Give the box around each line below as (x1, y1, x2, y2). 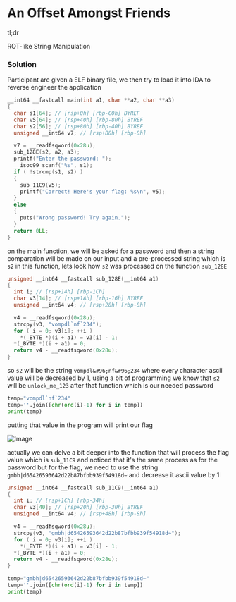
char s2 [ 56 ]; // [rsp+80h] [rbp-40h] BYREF (13, 123, 143, 130)
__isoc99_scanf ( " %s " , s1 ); (13, 162, 93, 169)
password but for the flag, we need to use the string (7, 463, 159, 472)
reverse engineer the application (7, 83, 102, 92)
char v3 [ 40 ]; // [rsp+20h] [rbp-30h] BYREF (13, 504, 143, 511)
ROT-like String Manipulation (7, 42, 91, 50)
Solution (7, 59, 37, 69)
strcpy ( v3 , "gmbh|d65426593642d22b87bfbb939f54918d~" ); (13, 529, 181, 536)
